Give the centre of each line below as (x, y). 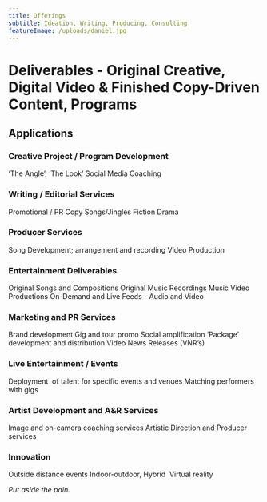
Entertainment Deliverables (63, 270)
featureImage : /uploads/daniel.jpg (68, 30)
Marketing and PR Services (62, 317)
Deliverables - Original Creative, (117, 70)
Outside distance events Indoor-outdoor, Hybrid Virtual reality (111, 474)
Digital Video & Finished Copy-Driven (134, 87)
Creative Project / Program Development (89, 156)
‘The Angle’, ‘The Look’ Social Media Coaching (85, 173)
